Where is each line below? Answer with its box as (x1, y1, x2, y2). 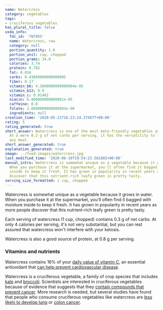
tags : (5, 16, 16, 21)
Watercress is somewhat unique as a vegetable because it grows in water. (5, 191, 153, 197)
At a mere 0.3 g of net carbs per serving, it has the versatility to (9, 133, 155, 138)
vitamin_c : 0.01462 (9, 93, 49, 97)
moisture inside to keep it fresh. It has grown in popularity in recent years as (5, 201, 157, 207)
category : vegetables (5, 12, 49, 16)
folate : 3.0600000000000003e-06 (9, 106, 75, 111)
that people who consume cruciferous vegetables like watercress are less (5, 294, 153, 300)
